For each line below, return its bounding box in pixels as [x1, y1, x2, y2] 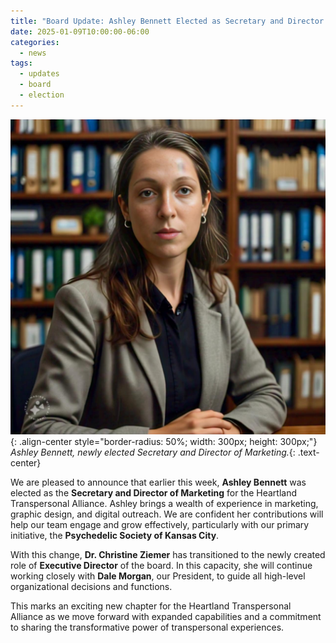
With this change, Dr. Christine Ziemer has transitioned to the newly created [10, 548, 326, 560]
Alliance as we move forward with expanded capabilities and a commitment [10, 610, 322, 622]
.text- [297, 446, 320, 458]
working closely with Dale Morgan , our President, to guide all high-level [10, 570, 306, 582]
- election [19, 90, 65, 100]
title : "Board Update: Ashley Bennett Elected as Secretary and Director [10, 16, 325, 26]
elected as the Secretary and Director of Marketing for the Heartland [10, 486, 298, 499]
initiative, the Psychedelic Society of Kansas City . [10, 529, 220, 541]
